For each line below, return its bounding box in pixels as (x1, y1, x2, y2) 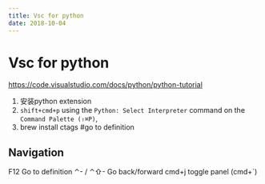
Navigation (8, 146, 64, 159)
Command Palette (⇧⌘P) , (19, 114, 98, 124)
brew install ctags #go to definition (19, 122, 135, 132)
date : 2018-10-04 (8, 19, 66, 27)
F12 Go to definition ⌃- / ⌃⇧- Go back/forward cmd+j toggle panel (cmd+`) (8, 167, 258, 177)
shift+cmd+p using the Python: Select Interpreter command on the (19, 106, 246, 115)
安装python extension (19, 97, 92, 106)
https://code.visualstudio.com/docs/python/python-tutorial (8, 80, 203, 90)
